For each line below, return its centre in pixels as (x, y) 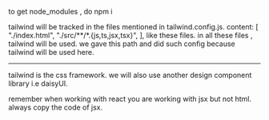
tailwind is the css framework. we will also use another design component (130, 75)
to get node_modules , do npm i (60, 12)
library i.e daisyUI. (38, 83)
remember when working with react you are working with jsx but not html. (130, 99)
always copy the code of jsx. (56, 107)
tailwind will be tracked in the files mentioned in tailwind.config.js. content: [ (133, 27)
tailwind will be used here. (51, 52)
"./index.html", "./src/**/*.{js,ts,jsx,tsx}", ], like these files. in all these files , (130, 35)
